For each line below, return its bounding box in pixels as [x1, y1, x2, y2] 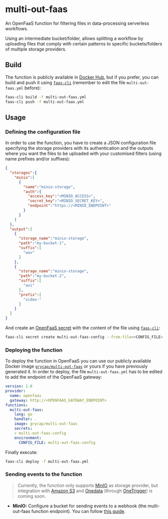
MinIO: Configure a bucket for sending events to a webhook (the [12, 503, 147, 509]
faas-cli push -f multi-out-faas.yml [5, 99, 85, 104]
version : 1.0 [5, 384, 33, 389]
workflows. [5, 25, 29, 31]
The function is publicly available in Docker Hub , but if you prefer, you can [5, 74, 159, 80]
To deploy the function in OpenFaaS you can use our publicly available [5, 358, 151, 364]
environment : [14, 435, 42, 440]
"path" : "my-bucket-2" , [18, 273, 66, 278]
